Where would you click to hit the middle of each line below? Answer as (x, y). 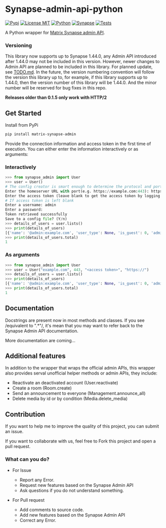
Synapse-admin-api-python (64, 9)
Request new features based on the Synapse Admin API (77, 485)
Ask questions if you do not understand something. (72, 490)
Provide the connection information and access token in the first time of (78, 144)
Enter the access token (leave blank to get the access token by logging (83, 196)
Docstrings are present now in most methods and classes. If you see (75, 320)
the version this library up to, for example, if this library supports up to (76, 77)
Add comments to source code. (52, 510)
